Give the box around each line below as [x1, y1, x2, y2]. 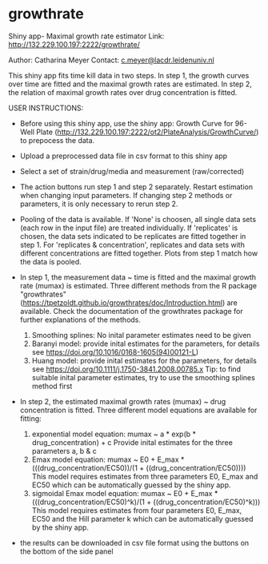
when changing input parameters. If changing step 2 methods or [19, 190, 233, 200]
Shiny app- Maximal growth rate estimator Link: [8, 31, 165, 41]
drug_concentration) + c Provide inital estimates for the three [31, 437, 234, 447]
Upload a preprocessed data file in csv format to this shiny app [19, 151, 228, 161]
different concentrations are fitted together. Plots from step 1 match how [19, 248, 258, 258]
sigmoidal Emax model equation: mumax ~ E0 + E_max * [31, 488, 218, 498]
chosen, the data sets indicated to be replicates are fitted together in [19, 231, 246, 240]
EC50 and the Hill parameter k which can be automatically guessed [31, 514, 254, 523]
